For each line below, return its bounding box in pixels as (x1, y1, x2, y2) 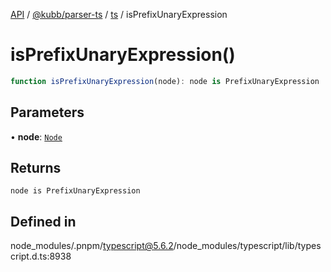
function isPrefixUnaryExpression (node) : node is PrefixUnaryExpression (10, 76, 320, 86)
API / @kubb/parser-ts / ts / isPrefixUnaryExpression (10, 9, 228, 20)
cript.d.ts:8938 (10, 250, 72, 263)
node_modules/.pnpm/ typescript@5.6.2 (10, 240, 174, 252)
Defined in (10, 213, 77, 230)
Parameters (10, 104, 85, 121)
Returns (10, 160, 62, 177)
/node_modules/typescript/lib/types (173, 240, 322, 252)
